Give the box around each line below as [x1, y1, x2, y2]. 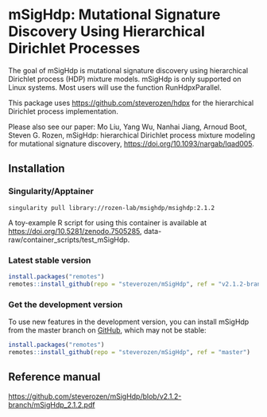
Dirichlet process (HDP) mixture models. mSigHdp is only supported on [8, 74, 242, 84]
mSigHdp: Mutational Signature [8, 6, 221, 24]
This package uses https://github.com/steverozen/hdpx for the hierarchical [8, 98, 254, 107]
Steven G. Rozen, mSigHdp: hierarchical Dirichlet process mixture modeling [8, 130, 256, 140]
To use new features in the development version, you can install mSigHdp [8, 317, 250, 326]
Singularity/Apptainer [8, 185, 94, 197]
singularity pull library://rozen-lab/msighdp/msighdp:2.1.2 [8, 204, 215, 212]
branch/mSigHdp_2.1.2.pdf [8, 399, 95, 409]
